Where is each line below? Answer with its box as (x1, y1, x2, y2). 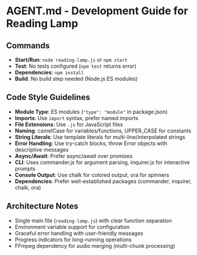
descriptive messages (14, 146, 69, 153)
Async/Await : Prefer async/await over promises (14, 152, 133, 159)
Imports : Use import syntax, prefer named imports (14, 114, 139, 121)
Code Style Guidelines (6, 92, 90, 102)
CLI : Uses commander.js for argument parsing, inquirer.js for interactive (14, 159, 190, 166)
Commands (6, 40, 50, 51)
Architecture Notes (6, 201, 79, 212)
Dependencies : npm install (14, 69, 84, 75)
